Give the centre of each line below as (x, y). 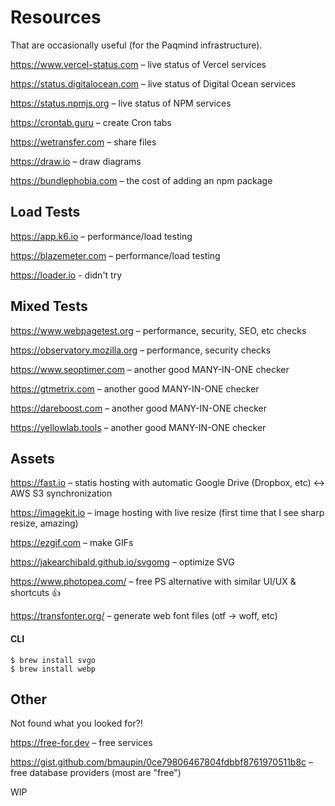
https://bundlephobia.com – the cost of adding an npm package (141, 180)
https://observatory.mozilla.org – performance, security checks (141, 350)
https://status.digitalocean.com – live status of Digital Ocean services (153, 83)
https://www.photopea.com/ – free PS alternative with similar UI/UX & (153, 582)
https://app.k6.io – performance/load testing (101, 236)
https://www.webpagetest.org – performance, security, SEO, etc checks (158, 330)
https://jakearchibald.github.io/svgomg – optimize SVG (122, 562)
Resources (56, 17)
